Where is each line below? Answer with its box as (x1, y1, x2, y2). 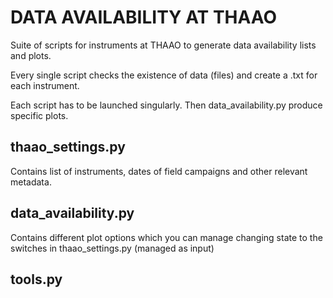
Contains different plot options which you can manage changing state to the (10, 231, 323, 243)
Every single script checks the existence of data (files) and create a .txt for (10, 69, 318, 81)
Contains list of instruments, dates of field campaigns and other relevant (10, 165, 308, 177)
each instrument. (10, 79, 80, 91)
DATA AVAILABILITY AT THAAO (10, 6, 278, 29)
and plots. (10, 49, 52, 61)
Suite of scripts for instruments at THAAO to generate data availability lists (10, 39, 317, 51)
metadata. (10, 176, 52, 188)
